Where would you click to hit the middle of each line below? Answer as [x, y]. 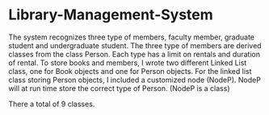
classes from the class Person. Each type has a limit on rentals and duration [134, 54]
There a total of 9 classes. [52, 104]
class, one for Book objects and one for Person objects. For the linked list [130, 71]
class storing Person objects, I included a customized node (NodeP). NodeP [134, 80]
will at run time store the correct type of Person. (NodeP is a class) [119, 88]
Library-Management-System [111, 15]
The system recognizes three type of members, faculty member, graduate [132, 37]
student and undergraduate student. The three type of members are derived [135, 45]
